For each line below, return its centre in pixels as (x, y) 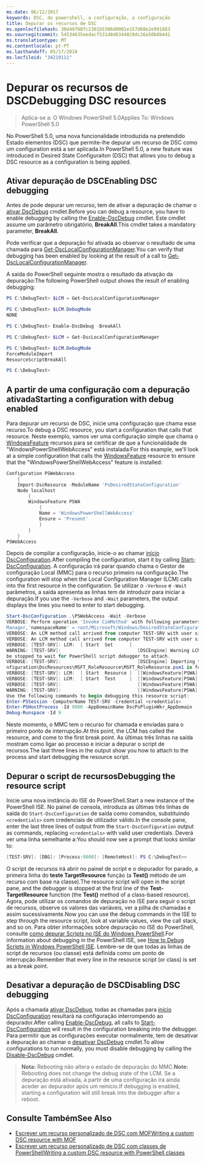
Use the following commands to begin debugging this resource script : (98, 696)
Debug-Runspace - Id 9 (34, 713)
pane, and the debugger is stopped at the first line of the (77, 888)
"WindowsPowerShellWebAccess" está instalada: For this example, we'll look (103, 449)
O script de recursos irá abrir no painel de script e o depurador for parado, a (102, 868)
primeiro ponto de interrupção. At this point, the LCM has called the (90, 731)
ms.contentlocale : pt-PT (38, 46)
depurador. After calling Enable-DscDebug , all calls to (73, 1022)
